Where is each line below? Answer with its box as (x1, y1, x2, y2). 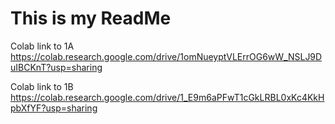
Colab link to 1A (10, 40, 75, 52)
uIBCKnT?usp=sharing (10, 61, 103, 73)
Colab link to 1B (10, 80, 74, 92)
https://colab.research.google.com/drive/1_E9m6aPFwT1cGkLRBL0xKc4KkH (10, 91, 325, 103)
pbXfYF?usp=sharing (10, 102, 98, 114)
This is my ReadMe (10, 7, 172, 30)
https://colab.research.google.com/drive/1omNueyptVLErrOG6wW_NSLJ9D (10, 50, 323, 62)
